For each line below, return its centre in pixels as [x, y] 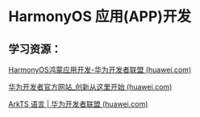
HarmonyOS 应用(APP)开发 [100, 17]
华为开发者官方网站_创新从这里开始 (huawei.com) [90, 87]
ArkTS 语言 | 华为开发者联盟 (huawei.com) [78, 104]
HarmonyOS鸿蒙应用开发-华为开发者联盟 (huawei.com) [100, 70]
